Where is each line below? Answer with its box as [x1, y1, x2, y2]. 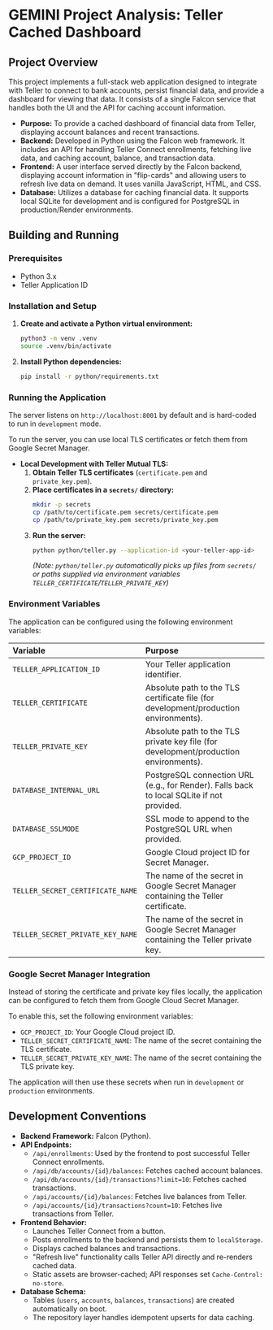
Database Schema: [19, 1286, 86, 1296]
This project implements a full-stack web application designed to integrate [8, 77, 258, 86]
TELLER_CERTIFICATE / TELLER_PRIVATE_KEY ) [32, 578, 169, 588]
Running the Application [8, 392, 106, 403]
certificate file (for [145, 692, 214, 703]
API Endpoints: [19, 1140, 72, 1150]
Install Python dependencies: [19, 356, 122, 367]
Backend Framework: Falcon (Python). [19, 1131, 152, 1141]
